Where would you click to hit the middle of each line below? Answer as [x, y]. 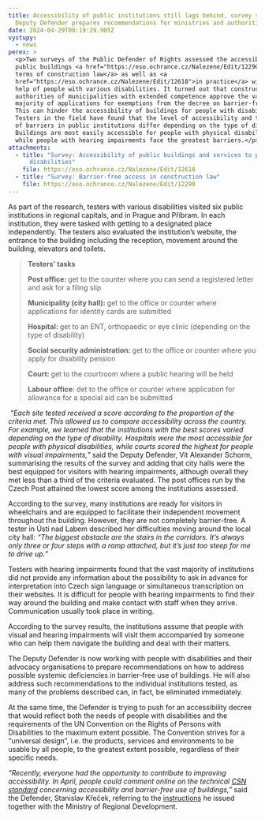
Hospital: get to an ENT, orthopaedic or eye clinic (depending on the [139, 326]
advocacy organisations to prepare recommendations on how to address [126, 667]
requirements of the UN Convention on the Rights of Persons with [115, 724]
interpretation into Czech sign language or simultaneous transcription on [126, 585]
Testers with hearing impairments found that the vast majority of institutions [131, 569]
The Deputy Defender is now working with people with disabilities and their [130, 658]
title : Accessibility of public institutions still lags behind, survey [130, 15]
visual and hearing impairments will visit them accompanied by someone [126, 634]
